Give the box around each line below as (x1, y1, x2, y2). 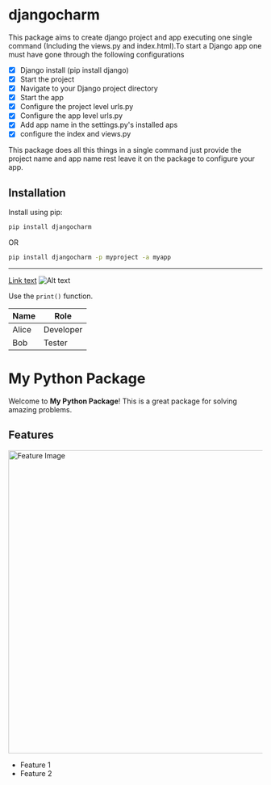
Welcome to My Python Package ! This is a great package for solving (8, 396, 238, 406)
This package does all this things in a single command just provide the (8, 146, 242, 155)
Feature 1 (19, 760, 51, 770)
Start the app (19, 93, 65, 103)
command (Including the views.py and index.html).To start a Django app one (8, 40, 262, 50)
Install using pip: (8, 208, 63, 217)
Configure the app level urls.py (19, 111, 123, 120)
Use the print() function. (8, 291, 94, 301)
